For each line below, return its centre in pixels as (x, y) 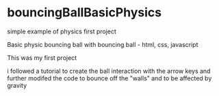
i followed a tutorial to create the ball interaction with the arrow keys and (109, 71)
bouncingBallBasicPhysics (85, 13)
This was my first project (42, 58)
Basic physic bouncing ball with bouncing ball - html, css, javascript (103, 44)
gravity (17, 85)
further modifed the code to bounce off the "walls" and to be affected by (109, 78)
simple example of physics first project (62, 31)
